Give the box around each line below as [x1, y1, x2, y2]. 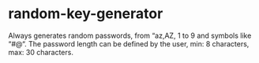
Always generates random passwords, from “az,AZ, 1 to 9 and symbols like [8, 31, 252, 40]
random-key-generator [8, 5, 163, 23]
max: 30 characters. [8, 47, 73, 57]
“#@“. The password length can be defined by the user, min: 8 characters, [8, 39, 250, 48]
